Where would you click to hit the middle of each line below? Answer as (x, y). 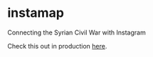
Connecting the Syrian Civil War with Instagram (76, 32)
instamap (36, 13)
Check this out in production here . (57, 46)
